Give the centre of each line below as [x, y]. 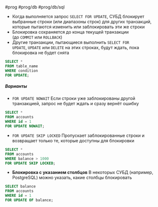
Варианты [16, 86]
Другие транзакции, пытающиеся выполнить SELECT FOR [71, 42]
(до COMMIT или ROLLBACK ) [37, 37]
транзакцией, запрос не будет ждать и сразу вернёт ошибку [75, 104]
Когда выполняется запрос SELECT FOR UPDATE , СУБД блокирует [78, 16]
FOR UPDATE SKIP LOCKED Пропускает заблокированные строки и [78, 135]
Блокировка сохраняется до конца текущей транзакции [70, 32]
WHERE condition [21, 71]
